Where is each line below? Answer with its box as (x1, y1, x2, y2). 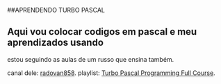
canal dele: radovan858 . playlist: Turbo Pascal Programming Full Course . (7, 69, 215, 77)
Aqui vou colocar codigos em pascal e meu (7, 26, 197, 37)
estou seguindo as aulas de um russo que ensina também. (7, 55, 174, 63)
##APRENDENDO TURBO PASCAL (7, 6, 106, 14)
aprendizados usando (7, 37, 104, 49)
